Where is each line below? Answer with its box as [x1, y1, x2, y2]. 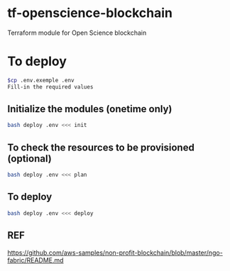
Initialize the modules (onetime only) [7, 103, 172, 115]
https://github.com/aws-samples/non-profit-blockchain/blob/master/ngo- [7, 248, 224, 257]
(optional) [7, 153, 52, 165]
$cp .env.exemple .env [7, 77, 75, 84]
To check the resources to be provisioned [7, 141, 195, 153]
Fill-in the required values [7, 83, 94, 90]
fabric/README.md [7, 255, 64, 264]
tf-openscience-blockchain [7, 5, 172, 21]
